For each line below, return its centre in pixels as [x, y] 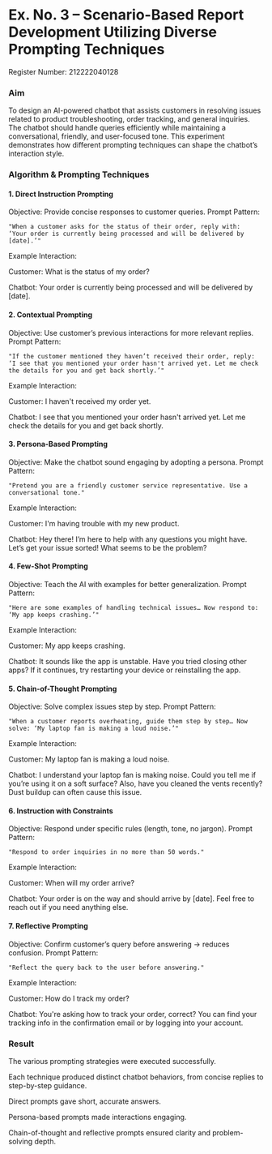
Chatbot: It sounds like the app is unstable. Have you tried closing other [127, 661]
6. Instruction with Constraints [61, 811]
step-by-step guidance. [48, 1085]
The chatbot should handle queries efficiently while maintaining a [117, 128]
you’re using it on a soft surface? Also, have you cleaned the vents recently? [136, 783]
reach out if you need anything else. [68, 907]
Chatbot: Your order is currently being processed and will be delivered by [131, 287]
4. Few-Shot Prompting [48, 566]
